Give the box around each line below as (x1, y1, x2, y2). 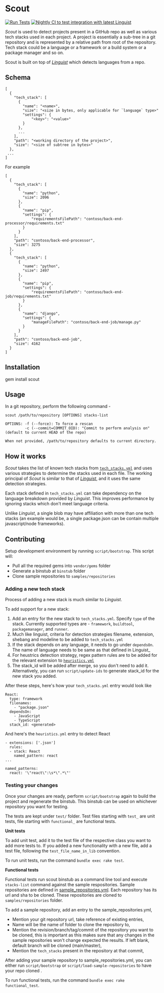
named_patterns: (5, 766, 38, 771)
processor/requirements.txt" (5, 221, 65, 226)
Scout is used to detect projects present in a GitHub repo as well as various (5, 29, 157, 34)
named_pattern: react (14, 753, 58, 759)
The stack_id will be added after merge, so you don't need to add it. (12, 663, 149, 669)
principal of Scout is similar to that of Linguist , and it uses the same (5, 475, 141, 482)
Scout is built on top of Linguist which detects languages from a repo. (5, 59, 146, 65)
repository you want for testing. (5, 803, 69, 809)
